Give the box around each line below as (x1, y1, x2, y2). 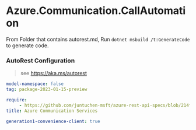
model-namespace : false (6, 81, 64, 87)
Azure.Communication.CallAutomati (6, 4, 186, 17)
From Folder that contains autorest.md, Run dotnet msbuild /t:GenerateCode (6, 36, 190, 43)
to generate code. (6, 42, 49, 49)
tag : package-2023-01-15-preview (6, 86, 87, 93)
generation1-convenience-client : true (6, 118, 100, 124)
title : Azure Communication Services (6, 108, 98, 114)
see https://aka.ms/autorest (20, 70, 87, 77)
